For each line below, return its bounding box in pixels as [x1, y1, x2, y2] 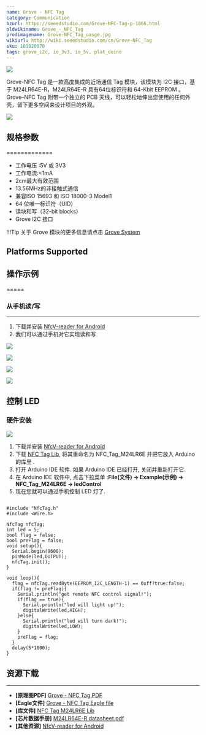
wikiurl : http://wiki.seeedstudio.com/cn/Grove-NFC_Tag [6, 37, 152, 44]
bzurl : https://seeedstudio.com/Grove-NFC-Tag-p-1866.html [6, 20, 161, 26]
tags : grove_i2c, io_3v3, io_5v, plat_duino [6, 49, 122, 55]
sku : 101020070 [6, 44, 45, 50]
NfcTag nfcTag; [6, 521, 45, 528]
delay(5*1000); [12, 645, 51, 651]
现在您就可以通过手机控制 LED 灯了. [15, 487, 106, 494]
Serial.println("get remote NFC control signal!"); [17, 591, 152, 597]
